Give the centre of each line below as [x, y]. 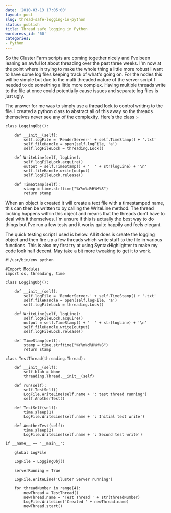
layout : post [19, 15]
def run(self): [31, 385]
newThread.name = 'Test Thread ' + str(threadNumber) [82, 497]
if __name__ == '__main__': [35, 443]
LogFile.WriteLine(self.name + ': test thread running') [85, 394]
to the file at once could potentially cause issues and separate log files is [82, 91]
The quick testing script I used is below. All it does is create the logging [80, 234]
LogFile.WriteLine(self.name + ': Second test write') [83, 434]
